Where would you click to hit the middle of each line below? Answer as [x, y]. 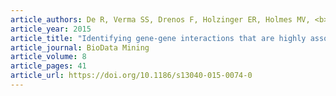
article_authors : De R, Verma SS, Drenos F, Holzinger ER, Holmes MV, [160, 19]
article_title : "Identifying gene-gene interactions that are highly [158, 38]
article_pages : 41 [48, 66]
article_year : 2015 [51, 29]
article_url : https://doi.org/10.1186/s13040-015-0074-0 [131, 76]
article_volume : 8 [48, 57]
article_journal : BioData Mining [80, 47]
